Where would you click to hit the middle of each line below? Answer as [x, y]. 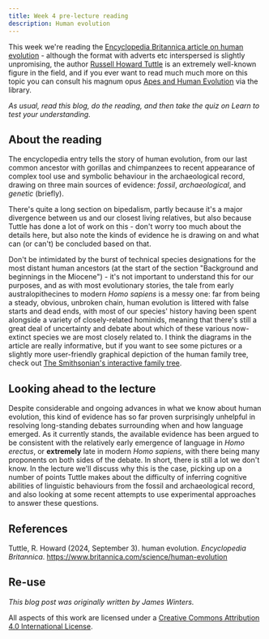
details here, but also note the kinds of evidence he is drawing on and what [134, 235]
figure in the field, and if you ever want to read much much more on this [128, 72]
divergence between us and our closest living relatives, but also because [130, 218]
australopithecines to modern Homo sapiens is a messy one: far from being [134, 294]
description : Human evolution [60, 24]
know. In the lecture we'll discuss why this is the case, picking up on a [125, 468]
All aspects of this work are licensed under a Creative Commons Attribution [134, 617]
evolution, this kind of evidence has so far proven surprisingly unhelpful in [132, 417]
